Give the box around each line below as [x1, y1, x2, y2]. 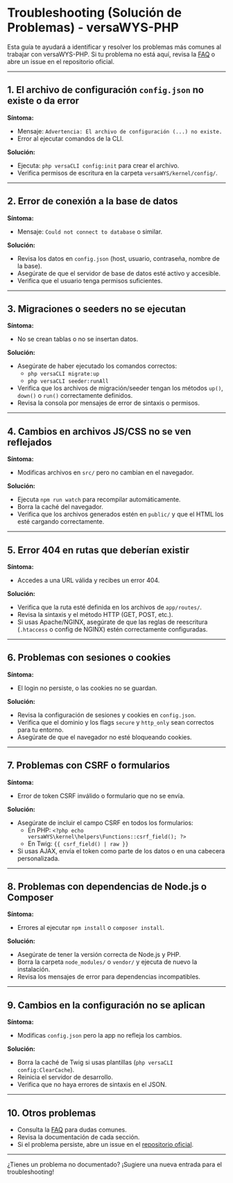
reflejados [7, 436, 52, 448]
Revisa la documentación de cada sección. [17, 1133, 140, 1141]
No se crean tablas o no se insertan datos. [17, 335, 139, 344]
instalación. [17, 965, 51, 974]
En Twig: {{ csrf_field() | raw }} [27, 839, 129, 848]
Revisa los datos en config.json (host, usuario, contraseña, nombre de [17, 254, 220, 262]
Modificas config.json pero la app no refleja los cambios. [17, 1031, 182, 1040]
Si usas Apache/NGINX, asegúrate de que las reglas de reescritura [17, 618, 208, 626]
